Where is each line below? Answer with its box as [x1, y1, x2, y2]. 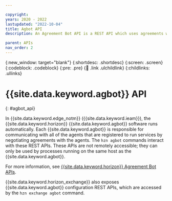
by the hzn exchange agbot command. [5, 190, 85, 196]
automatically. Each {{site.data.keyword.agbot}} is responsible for [5, 126, 144, 132]
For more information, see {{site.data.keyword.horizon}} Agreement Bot [5, 163, 157, 170]
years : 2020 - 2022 [5, 16, 47, 22]
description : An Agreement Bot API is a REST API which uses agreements [5, 31, 164, 36]
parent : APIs [5, 41, 33, 46]
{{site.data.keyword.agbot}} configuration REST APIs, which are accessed [5, 184, 162, 190]
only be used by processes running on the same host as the [5, 148, 132, 154]
